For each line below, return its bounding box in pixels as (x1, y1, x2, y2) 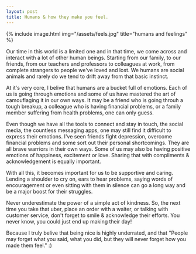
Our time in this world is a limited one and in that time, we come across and (6, 48, 187, 55)
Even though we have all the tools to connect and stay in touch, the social (6, 120, 184, 127)
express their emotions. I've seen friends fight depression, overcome (6, 133, 173, 140)
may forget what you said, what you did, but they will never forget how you (6, 235, 186, 242)
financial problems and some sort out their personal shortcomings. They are (6, 139, 190, 146)
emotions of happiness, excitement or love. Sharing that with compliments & (6, 151, 190, 158)
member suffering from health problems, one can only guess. (6, 109, 154, 116)
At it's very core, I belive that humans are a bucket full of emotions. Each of (6, 84, 187, 91)
